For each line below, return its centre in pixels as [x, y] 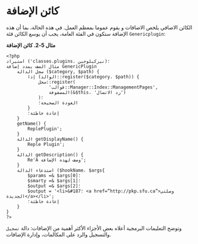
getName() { [32, 123]
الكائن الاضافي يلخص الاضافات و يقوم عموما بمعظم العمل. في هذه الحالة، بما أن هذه [99, 27]
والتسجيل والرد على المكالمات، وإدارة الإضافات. [59, 234]
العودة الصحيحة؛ [58, 103]
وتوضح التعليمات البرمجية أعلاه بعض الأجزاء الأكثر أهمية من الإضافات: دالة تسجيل [94, 228]
